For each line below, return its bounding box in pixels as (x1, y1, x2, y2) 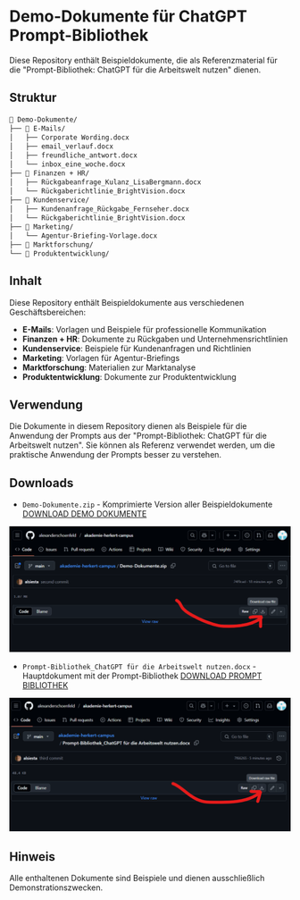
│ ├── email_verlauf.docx (9, 141, 114, 151)
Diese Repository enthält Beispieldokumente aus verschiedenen (9, 297, 245, 307)
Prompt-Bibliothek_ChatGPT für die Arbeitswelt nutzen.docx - (21, 661, 257, 672)
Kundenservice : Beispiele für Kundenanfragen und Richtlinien (21, 342, 252, 354)
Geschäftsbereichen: (9, 307, 87, 317)
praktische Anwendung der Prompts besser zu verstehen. (9, 450, 221, 460)
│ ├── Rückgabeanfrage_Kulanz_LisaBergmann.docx (9, 177, 202, 187)
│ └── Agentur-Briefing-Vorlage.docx (9, 231, 158, 240)
